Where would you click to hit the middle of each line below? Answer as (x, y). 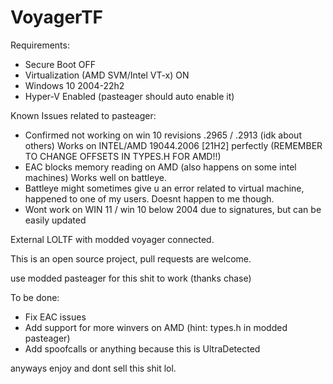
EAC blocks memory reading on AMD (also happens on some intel (160, 167)
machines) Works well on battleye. (95, 177)
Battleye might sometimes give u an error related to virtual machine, (164, 188)
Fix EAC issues (55, 317)
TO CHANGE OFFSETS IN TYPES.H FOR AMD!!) (123, 156)
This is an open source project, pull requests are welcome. (131, 258)
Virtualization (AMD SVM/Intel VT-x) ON (107, 75)
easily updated (55, 220)
